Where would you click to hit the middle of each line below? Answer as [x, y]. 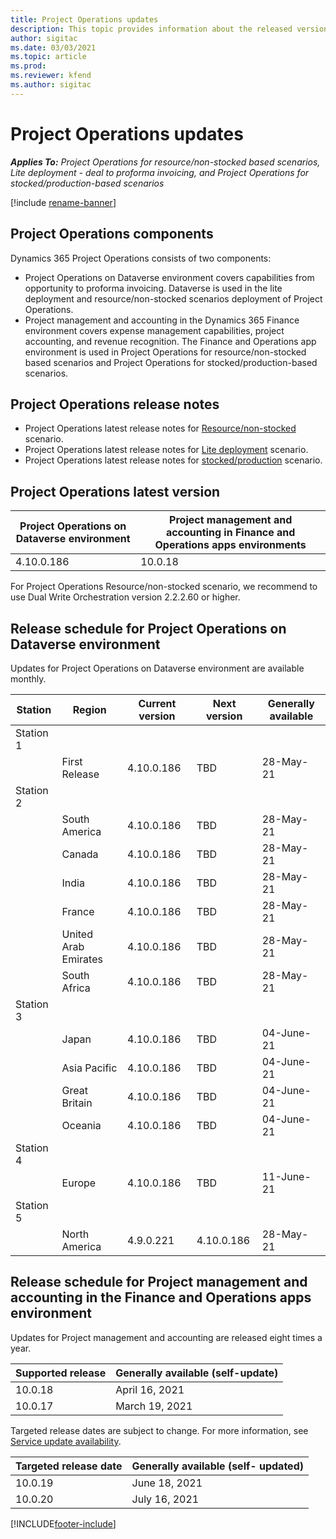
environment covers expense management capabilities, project [154, 330]
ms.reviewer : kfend [51, 76]
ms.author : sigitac [51, 85]
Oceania [81, 1125]
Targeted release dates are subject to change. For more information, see [159, 1430]
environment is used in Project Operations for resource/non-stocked [165, 352]
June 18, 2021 [167, 1483]
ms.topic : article [48, 57]
